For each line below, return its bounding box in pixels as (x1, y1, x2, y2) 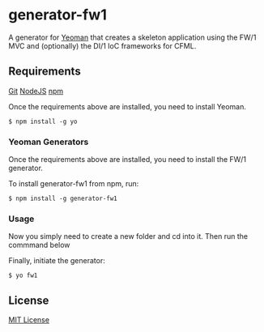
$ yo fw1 (8, 271, 38, 280)
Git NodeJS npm (8, 86, 64, 96)
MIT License (8, 315, 50, 325)
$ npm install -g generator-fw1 (8, 194, 117, 203)
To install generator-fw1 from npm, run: (8, 179, 139, 189)
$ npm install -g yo (8, 117, 79, 126)
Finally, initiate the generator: (8, 256, 105, 266)
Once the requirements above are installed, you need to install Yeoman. (8, 101, 247, 111)
